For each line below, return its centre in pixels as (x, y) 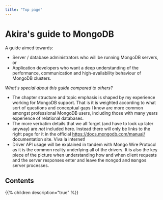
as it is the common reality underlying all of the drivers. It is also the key (85, 150)
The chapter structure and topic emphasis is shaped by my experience (84, 97)
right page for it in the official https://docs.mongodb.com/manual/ (79, 134)
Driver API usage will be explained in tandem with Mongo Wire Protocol (84, 144)
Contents (20, 181)
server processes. (30, 165)
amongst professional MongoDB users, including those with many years (85, 113)
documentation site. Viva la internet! (49, 139)
